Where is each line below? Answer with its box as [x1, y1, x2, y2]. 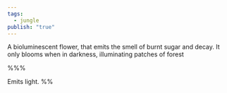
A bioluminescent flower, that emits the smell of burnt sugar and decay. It [7, 43, 220, 51]
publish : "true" [7, 23, 55, 30]
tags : [7, 10, 23, 18]
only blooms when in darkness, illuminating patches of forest [7, 50, 185, 58]
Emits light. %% [7, 77, 54, 86]
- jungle [13, 17, 39, 24]
